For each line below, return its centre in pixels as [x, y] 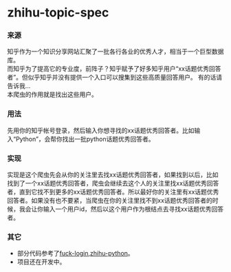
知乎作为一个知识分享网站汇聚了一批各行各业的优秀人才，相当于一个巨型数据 [115, 52]
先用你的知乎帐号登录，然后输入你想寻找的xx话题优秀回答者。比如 [101, 130]
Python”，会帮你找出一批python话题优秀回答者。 [85, 139]
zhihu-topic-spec [58, 13]
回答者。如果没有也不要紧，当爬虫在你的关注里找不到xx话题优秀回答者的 [110, 201]
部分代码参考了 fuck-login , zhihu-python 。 [75, 253]
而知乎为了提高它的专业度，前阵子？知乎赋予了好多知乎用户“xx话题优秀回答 [114, 69]
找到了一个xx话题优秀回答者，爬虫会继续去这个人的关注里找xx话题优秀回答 [113, 183]
